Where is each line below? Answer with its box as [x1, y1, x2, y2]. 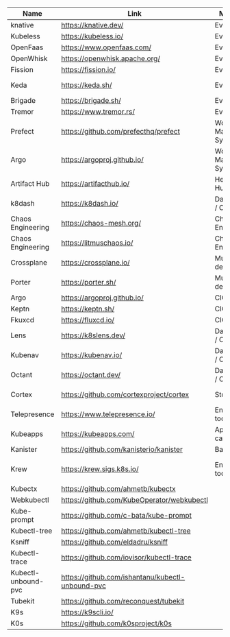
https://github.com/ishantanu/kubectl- [61, 573, 186, 581]
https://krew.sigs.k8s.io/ [61, 464, 139, 474]
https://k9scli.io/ [61, 608, 114, 616]
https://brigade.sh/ [61, 96, 121, 105]
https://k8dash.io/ [61, 199, 118, 208]
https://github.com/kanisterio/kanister [61, 445, 183, 454]
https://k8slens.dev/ [61, 330, 125, 340]
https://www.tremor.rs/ [61, 107, 136, 116]
